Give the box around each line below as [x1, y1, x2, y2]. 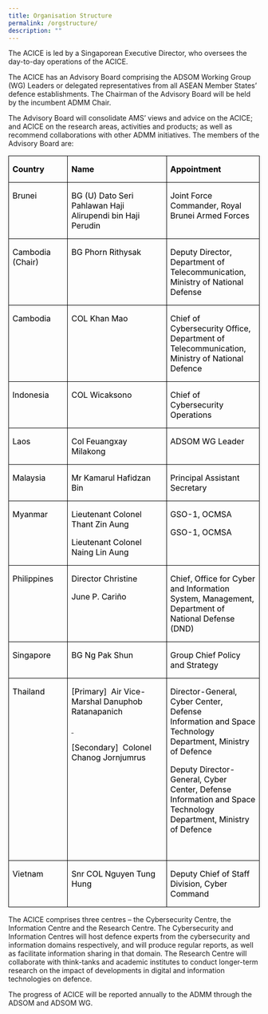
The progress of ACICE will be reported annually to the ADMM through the [8, 990, 253, 1000]
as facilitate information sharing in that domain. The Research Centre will [8, 948, 247, 959]
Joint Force [170, 190, 213, 201]
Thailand [12, 686, 45, 698]
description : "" [8, 26, 62, 34]
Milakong [71, 446, 106, 457]
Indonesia [12, 389, 49, 400]
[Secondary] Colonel [71, 742, 152, 754]
